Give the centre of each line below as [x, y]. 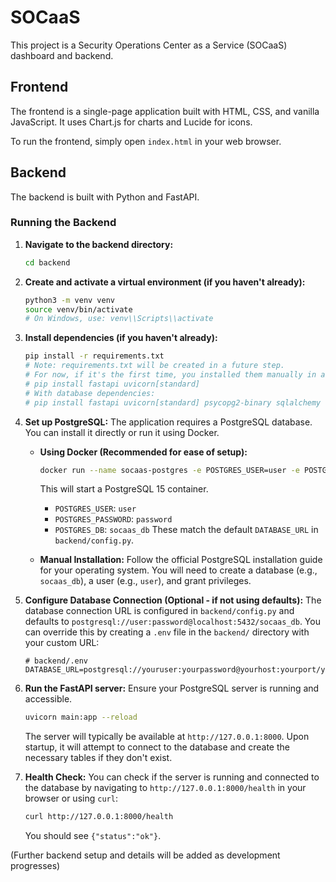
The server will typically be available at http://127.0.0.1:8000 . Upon [167, 737]
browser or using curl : [71, 798]
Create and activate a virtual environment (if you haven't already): [165, 282]
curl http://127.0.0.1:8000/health [99, 817]
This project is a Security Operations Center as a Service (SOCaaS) [149, 45]
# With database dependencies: [90, 393]
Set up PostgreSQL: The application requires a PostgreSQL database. [168, 422]
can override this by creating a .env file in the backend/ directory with [167, 632]
